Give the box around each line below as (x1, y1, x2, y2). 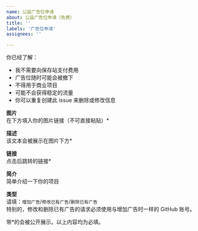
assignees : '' (6, 31, 42, 37)
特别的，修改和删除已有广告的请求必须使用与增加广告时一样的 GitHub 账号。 (6, 206, 196, 213)
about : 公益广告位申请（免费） (6, 14, 75, 20)
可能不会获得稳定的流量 (14, 89, 73, 96)
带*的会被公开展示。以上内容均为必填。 (6, 218, 104, 226)
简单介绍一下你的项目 (6, 178, 59, 185)
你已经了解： (6, 54, 38, 61)
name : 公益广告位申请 (6, 8, 54, 15)
